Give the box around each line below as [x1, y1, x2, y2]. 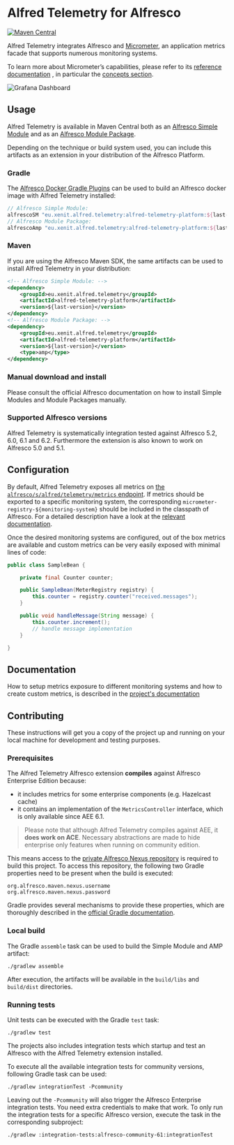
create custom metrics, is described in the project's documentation [7, 690, 200, 698]
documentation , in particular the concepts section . [7, 70, 154, 78]
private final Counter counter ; [19, 574, 114, 581]
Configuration [7, 464, 70, 476]
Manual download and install [7, 372, 107, 382]
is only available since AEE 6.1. [17, 812, 104, 821]
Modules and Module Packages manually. [7, 395, 127, 404]
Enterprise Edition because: [7, 777, 87, 785]
